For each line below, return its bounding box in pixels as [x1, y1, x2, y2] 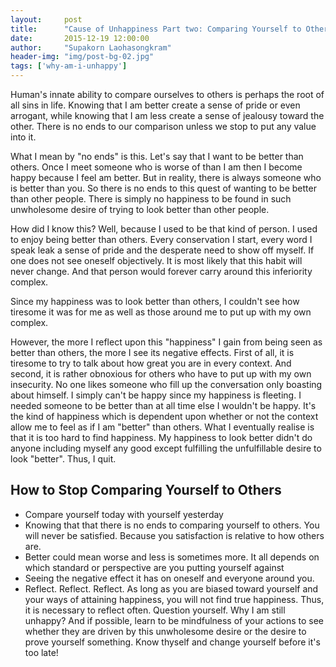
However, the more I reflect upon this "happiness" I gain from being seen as [10, 336, 323, 348]
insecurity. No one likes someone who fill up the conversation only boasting [10, 379, 323, 390]
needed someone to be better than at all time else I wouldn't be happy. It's [10, 400, 317, 411]
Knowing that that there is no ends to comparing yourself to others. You [24, 519, 320, 531]
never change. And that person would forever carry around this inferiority [10, 266, 313, 277]
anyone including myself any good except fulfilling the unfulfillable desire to [10, 442, 322, 454]
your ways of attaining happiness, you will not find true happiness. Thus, [24, 593, 325, 605]
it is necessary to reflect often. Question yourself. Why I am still [24, 604, 286, 616]
